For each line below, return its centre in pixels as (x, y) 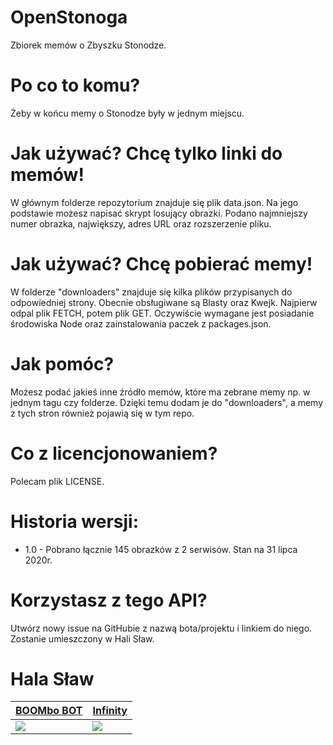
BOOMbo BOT (49, 711)
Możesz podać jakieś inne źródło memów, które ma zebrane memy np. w (160, 392)
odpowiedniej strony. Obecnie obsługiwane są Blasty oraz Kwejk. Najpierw (164, 302)
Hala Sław (52, 678)
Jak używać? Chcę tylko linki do (146, 153)
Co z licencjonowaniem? (114, 453)
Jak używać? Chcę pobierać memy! (161, 264)
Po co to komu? (75, 85)
